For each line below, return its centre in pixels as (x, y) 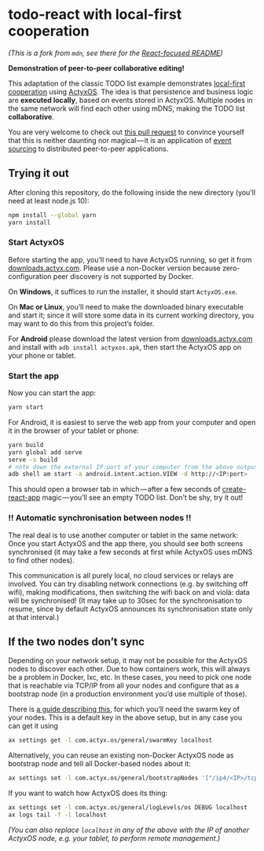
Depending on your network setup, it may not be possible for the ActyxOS (128, 661)
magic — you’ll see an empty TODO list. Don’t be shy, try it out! (143, 497)
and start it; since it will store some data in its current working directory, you (131, 315)
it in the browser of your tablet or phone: (73, 431)
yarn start (26, 407)
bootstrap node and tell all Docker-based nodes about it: (99, 764)
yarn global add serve (45, 452)
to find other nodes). (41, 560)
